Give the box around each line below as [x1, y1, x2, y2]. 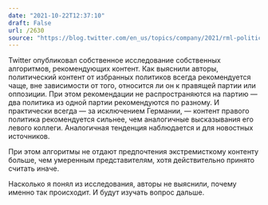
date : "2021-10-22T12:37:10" [8, 11, 105, 20]
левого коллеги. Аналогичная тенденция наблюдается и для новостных [8, 123, 254, 133]
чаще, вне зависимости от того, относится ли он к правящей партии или [8, 81, 257, 91]
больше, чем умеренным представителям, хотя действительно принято [8, 156, 255, 165]
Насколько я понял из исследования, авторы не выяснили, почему [8, 180, 237, 189]
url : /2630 [8, 26, 45, 34]
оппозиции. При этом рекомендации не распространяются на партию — [8, 89, 258, 99]
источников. [8, 132, 50, 141]
